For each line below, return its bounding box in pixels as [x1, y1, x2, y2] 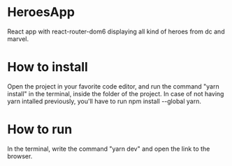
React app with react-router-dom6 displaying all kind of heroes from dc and [7, 27, 225, 36]
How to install [7, 59, 89, 75]
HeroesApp [7, 4, 75, 20]
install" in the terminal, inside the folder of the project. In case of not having [7, 89, 224, 98]
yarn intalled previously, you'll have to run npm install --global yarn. [7, 97, 201, 105]
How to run [7, 121, 73, 137]
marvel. [7, 34, 29, 43]
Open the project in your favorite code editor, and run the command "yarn [7, 82, 219, 91]
